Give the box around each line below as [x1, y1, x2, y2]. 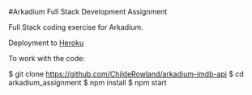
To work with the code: [8, 54, 85, 63]
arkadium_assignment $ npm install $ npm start [8, 78, 168, 87]
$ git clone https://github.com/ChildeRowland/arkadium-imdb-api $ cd [8, 69, 245, 79]
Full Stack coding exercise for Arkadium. [8, 23, 143, 31]
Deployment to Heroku [8, 38, 84, 47]
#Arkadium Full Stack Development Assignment [8, 7, 168, 16]
